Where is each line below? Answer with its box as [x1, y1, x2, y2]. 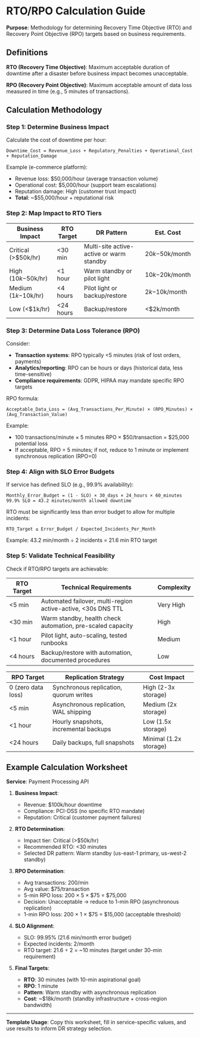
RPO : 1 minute [23, 982, 58, 990]
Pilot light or [83, 284, 118, 292]
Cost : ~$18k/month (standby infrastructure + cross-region [23, 995, 167, 1002]
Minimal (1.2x [142, 734, 182, 743]
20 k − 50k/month [145, 250, 191, 258]
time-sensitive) [14, 371, 52, 378]
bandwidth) [23, 1002, 52, 1009]
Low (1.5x [142, 717, 171, 726]
